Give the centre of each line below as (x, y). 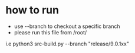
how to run (32, 10)
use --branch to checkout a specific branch (67, 26)
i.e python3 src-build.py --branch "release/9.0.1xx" (67, 44)
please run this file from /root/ (50, 32)
